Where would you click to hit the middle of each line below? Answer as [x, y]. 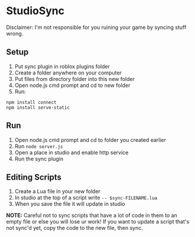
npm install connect [32, 102]
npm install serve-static [38, 108]
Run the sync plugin [39, 158]
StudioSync [35, 11]
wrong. [15, 33]
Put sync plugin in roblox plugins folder [62, 66]
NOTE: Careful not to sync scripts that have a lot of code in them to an [92, 215]
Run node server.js [39, 146]
